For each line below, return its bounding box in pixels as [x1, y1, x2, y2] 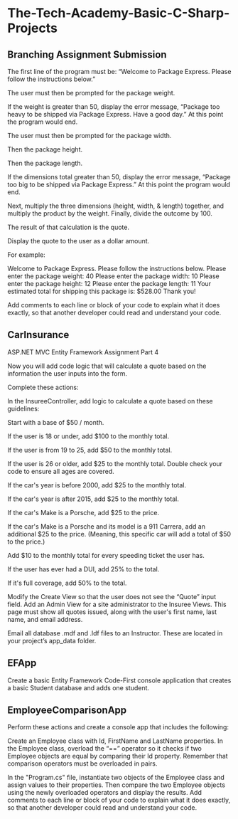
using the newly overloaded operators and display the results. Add [7, 788, 202, 797]
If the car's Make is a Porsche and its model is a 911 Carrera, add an [7, 522, 206, 531]
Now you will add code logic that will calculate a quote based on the [7, 361, 207, 370]
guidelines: [7, 404, 40, 413]
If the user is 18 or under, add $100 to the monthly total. [7, 432, 169, 440]
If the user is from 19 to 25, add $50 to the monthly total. [7, 445, 173, 454]
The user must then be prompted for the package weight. [7, 89, 175, 97]
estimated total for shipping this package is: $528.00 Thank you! [7, 287, 197, 295]
